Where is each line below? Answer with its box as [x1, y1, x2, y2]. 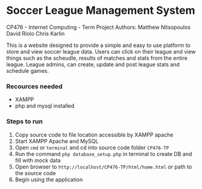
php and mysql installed [14, 102, 75, 110]
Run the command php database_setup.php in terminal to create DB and [14, 150, 192, 157]
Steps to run [6, 117, 43, 126]
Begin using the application [14, 176, 83, 183]
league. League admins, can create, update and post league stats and [6, 61, 180, 68]
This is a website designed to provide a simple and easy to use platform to [6, 42, 191, 49]
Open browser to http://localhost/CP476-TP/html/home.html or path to [14, 163, 192, 170]
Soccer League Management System [6, 4, 195, 17]
